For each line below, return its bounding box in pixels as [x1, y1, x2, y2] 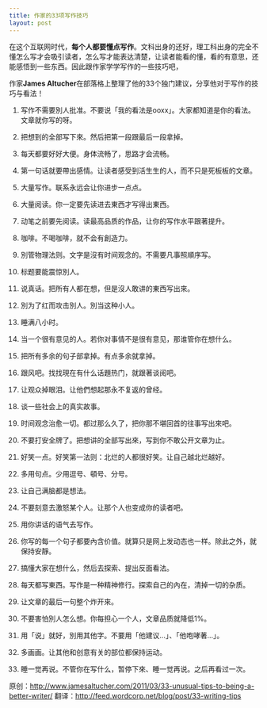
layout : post [9, 19, 52, 27]
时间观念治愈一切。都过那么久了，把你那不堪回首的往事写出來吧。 [20, 418, 236, 428]
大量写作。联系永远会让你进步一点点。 [20, 182, 146, 192]
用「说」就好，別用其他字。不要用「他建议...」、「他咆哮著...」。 [20, 630, 224, 640]
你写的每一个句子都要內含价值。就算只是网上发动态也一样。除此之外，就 [20, 536, 257, 545]
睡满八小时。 [20, 317, 63, 327]
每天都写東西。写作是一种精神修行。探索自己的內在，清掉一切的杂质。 [20, 580, 250, 589]
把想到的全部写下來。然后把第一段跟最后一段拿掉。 [20, 132, 188, 141]
